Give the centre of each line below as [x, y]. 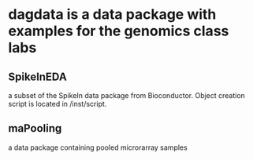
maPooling [35, 128]
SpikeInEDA [37, 76]
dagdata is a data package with [112, 15]
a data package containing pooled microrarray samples [98, 147]
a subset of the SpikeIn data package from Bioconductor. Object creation [127, 95]
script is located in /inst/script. [58, 104]
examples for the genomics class [119, 31]
